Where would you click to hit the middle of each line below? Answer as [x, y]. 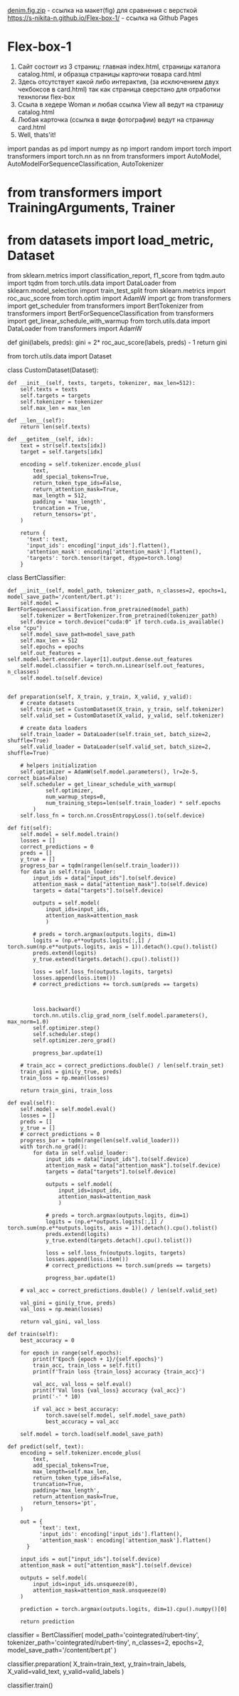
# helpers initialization [59, 766]
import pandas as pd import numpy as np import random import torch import [119, 149]
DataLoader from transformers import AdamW [75, 328]
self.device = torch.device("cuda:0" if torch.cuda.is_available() [122, 622]
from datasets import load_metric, [111, 240]
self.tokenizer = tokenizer [62, 402]
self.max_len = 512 [49, 641]
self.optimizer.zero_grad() [74, 1041]
